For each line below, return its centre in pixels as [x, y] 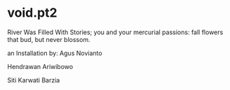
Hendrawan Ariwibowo [40, 66]
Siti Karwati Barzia [34, 80]
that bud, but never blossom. [49, 39]
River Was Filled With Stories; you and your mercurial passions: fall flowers [115, 32]
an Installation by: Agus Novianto [55, 53]
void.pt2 [32, 13]
